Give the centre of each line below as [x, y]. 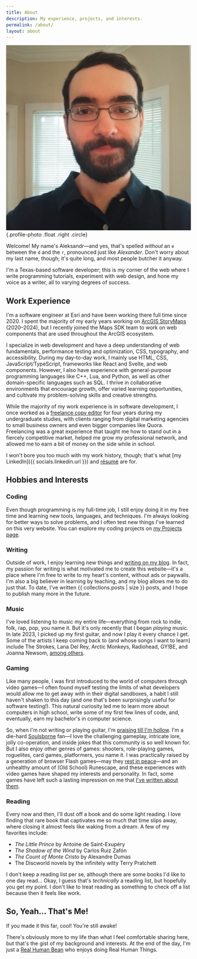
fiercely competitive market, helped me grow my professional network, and [97, 438]
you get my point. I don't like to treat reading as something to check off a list [98, 887]
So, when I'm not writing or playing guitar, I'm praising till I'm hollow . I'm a [95, 730]
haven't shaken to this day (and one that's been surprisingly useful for [91, 700]
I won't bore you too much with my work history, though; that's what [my [94, 455]
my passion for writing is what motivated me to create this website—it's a [94, 569]
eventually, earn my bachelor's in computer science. [69, 718]
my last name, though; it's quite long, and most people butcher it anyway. [95, 259]
